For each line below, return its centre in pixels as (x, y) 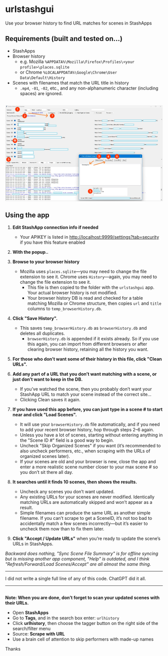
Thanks (13, 649)
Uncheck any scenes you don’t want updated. (67, 491)
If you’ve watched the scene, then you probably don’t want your (86, 389)
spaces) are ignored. (41, 93)
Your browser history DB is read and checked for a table (85, 298)
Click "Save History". (35, 318)
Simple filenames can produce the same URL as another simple (85, 513)
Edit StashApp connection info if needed (55, 227)
